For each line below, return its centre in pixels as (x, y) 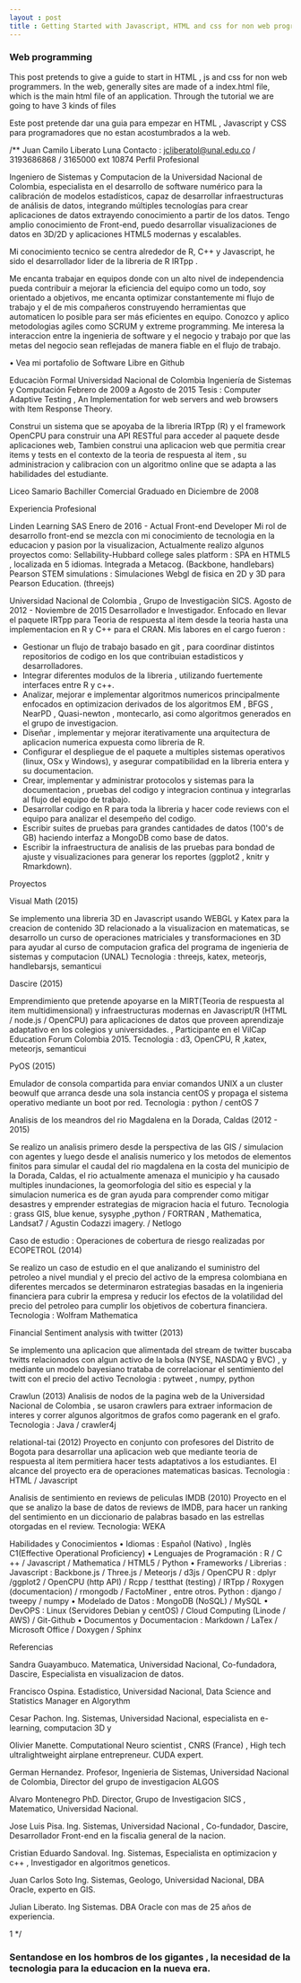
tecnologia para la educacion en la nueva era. (110, 1968)
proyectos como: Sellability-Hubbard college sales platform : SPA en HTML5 (150, 554)
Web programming (51, 57)
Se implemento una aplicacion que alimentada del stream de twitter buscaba (150, 1350)
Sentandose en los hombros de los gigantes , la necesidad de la (150, 1957)
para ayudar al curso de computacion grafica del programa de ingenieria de (149, 947)
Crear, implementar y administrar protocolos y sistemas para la (138, 780)
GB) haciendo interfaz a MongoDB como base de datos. (125, 837)
